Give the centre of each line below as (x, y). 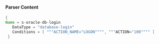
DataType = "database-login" (43, 27)
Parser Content (22, 7)
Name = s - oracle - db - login (33, 23)
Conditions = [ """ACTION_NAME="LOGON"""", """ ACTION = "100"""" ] (83, 32)
